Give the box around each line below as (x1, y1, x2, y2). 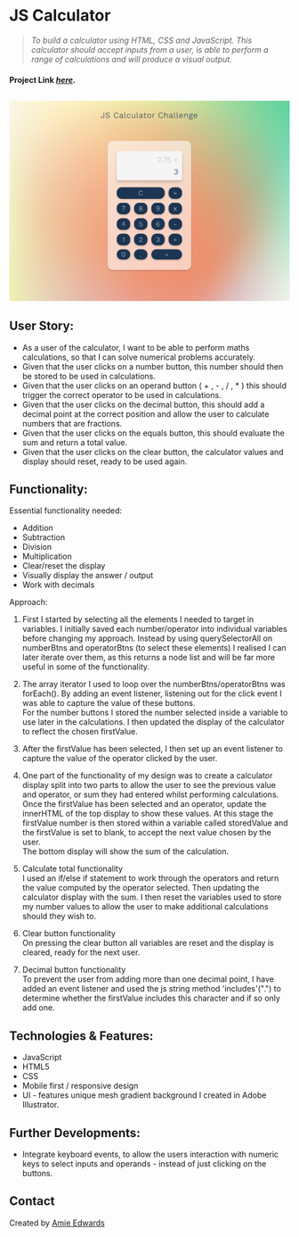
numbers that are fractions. (21, 418, 123, 428)
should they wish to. (21, 911, 96, 922)
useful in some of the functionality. (21, 661, 149, 672)
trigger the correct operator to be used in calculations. (21, 389, 222, 400)
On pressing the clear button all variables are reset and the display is (21, 938, 274, 949)
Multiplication (21, 551, 73, 562)
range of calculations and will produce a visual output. (30, 54, 233, 64)
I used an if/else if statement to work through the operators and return (21, 873, 279, 884)
